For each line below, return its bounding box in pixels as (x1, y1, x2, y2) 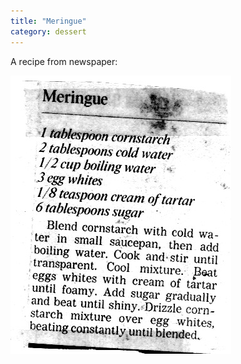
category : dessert (10, 26, 87, 37)
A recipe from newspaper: (10, 55, 118, 67)
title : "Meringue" (10, 16, 87, 26)
